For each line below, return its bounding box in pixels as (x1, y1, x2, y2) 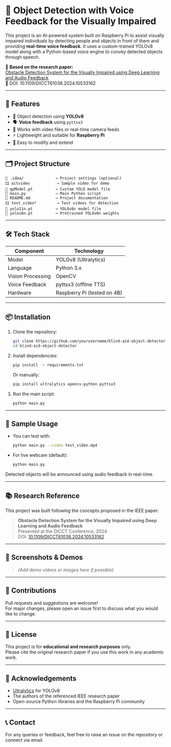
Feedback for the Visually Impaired (5, 15, 157, 27)
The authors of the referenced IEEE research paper (12, 693, 120, 699)
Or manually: (12, 372, 40, 378)
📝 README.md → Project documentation (5, 195, 108, 200)
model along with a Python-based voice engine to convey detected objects (5, 48, 163, 55)
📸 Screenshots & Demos (5, 553, 83, 562)
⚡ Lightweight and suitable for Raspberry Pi (12, 132, 105, 138)
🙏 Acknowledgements (5, 674, 77, 683)
